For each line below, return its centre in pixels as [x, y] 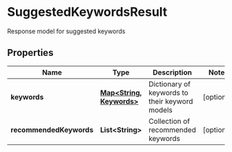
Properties [30, 53]
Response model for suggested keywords [66, 31]
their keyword [171, 101]
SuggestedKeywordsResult [87, 12]
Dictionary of [170, 84]
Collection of [169, 121]
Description [172, 72]
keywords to [168, 93]
